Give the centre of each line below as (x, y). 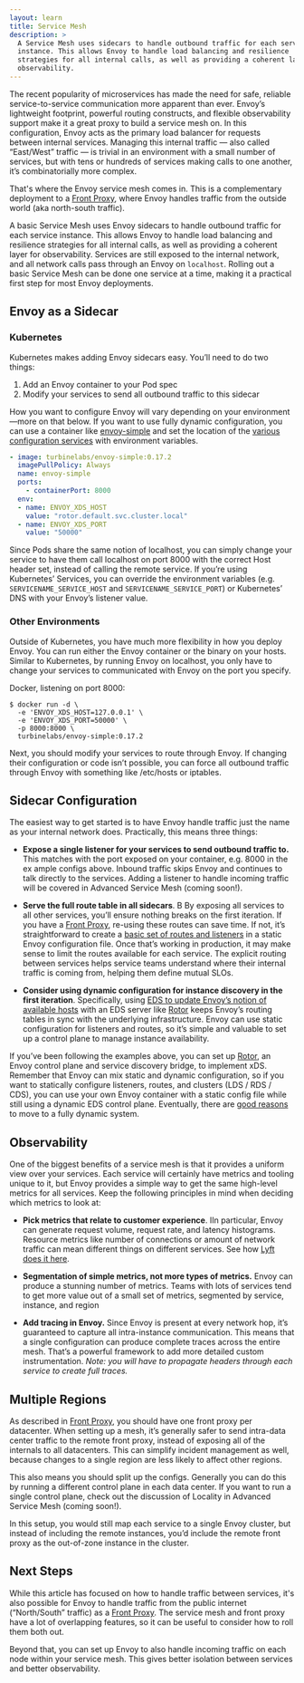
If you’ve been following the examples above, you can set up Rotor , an (140, 1056)
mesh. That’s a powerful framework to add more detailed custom (143, 1351)
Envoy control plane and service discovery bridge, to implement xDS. (138, 1066)
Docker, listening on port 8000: (67, 688)
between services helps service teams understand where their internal (154, 963)
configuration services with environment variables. (104, 440)
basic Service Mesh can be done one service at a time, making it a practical (151, 274)
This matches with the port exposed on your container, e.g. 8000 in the (155, 859)
